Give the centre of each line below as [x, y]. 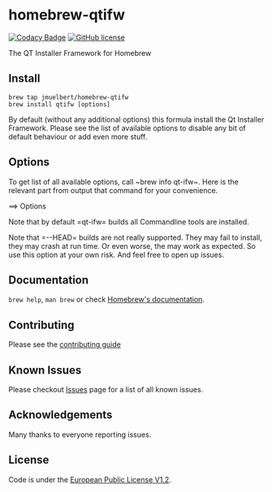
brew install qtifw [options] [60, 104]
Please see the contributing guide [65, 344]
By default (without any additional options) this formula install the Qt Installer [136, 119]
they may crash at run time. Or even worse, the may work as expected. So [132, 246]
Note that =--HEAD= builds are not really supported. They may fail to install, [135, 237]
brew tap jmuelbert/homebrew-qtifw [69, 97]
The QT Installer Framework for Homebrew [80, 53]
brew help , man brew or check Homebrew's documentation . [107, 299]
